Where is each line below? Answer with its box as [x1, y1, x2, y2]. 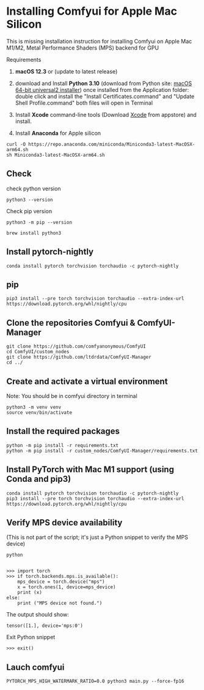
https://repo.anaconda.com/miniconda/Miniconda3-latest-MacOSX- [28, 141, 195, 148]
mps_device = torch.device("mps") [17, 579, 105, 585]
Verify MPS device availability [6, 517, 123, 528]
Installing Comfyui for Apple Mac [6, 4, 177, 18]
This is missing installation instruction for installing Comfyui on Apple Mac [6, 37, 192, 45]
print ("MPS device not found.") [17, 600, 103, 607]
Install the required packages [6, 426, 120, 437]
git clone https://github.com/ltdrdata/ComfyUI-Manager [6, 354, 151, 361]
